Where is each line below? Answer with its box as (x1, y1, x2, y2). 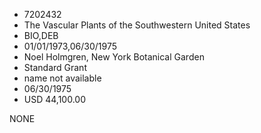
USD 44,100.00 (23, 94, 87, 105)
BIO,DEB (23, 30, 59, 41)
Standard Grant (23, 62, 87, 73)
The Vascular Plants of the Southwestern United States (23, 19, 251, 31)
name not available (23, 72, 102, 84)
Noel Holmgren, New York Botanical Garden (23, 51, 205, 63)
